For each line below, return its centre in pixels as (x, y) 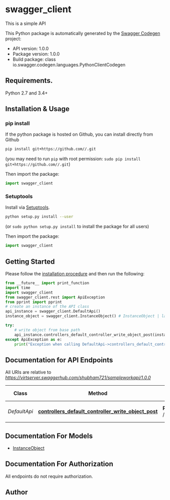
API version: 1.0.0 (31, 48)
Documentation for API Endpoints (59, 360)
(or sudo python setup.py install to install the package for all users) (77, 227)
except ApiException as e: (34, 339)
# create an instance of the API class (47, 307)
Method (98, 393)
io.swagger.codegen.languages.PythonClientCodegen (69, 65)
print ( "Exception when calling (47, 344)
